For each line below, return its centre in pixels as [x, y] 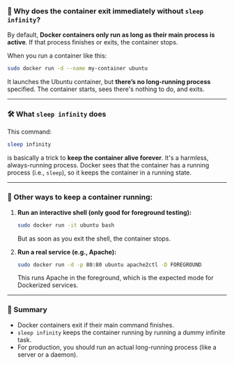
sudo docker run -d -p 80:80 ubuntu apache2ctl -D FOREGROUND [109, 265]
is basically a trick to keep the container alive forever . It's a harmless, [108, 158]
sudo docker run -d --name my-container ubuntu [78, 69]
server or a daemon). [47, 355]
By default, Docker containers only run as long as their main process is [111, 35]
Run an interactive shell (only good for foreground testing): [104, 212]
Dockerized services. [48, 285]
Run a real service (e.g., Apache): [67, 252]
